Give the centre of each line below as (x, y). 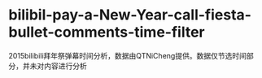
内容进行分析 (65, 66)
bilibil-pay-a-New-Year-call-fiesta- (130, 15)
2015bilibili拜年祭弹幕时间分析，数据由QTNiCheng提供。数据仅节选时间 (127, 55)
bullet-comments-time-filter (107, 32)
